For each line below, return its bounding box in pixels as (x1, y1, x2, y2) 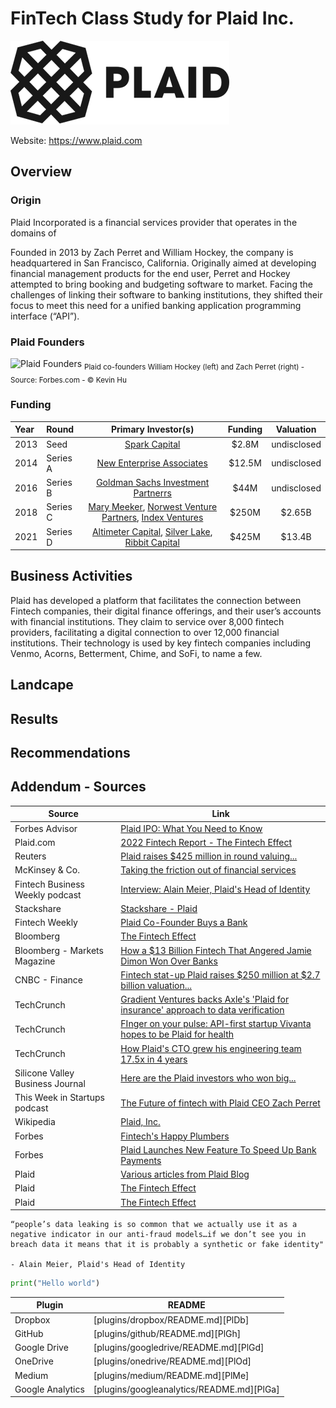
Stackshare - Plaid (120, 902, 198, 914)
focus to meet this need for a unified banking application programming (10, 299, 302, 311)
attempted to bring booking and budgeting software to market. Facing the (10, 278, 313, 290)
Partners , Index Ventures (101, 512, 204, 524)
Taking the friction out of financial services (120, 864, 297, 876)
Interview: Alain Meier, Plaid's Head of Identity (120, 883, 311, 896)
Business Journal (14, 1077, 86, 1089)
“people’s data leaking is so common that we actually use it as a (10, 1220, 298, 1230)
